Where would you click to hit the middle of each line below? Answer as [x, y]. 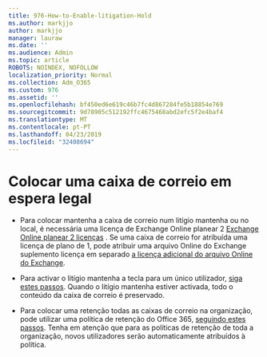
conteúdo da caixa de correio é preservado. [92, 296]
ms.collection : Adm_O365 [50, 82]
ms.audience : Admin [41, 53]
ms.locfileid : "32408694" [51, 142]
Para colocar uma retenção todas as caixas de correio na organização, [136, 311]
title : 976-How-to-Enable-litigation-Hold [80, 16]
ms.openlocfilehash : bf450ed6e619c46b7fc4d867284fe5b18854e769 [116, 105]
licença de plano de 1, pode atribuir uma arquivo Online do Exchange [133, 246]
